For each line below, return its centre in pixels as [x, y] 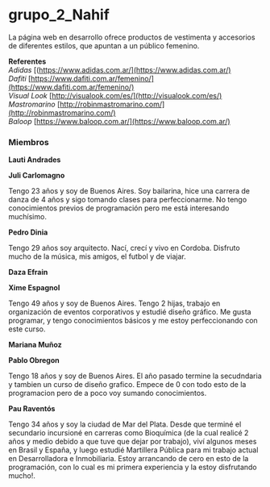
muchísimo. [27, 217]
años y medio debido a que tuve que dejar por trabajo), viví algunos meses [133, 442]
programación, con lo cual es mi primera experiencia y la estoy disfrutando [133, 467]
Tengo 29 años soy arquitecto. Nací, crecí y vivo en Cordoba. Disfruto [124, 248]
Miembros [29, 142]
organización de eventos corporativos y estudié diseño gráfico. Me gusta [130, 312]
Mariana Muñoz [35, 345]
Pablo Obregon [34, 360]
